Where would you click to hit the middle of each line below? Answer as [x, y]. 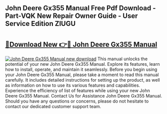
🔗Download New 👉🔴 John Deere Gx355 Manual [81, 44]
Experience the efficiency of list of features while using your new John [78, 91]
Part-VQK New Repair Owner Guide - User [72, 16]
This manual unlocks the [123, 59]
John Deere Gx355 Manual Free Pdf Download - [81, 8]
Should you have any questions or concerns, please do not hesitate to [77, 101]
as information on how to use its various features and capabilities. [73, 85]
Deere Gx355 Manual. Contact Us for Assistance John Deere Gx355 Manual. [84, 96]
